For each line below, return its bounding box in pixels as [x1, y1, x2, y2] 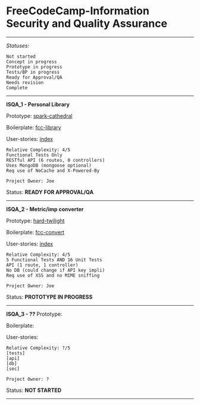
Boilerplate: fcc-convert [6, 228, 64, 236]
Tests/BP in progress [6, 69, 60, 75]
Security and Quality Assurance [6, 17, 168, 30]
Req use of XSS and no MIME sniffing [6, 272, 100, 278]
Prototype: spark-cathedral [6, 112, 73, 120]
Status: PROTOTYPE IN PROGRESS [6, 293, 93, 300]
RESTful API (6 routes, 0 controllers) [6, 157, 105, 163]
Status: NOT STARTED [6, 387, 62, 394]
